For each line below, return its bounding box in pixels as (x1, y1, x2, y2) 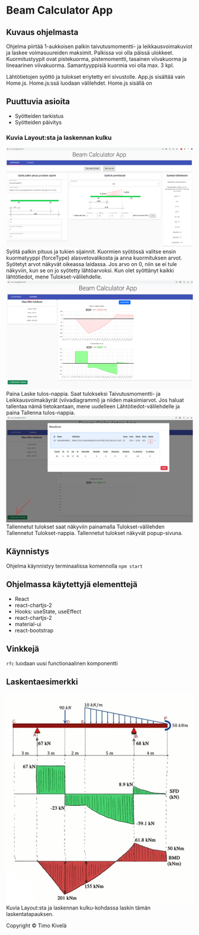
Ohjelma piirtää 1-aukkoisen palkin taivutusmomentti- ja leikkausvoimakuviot (6, 43, 192, 50)
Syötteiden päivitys (14, 119, 62, 126)
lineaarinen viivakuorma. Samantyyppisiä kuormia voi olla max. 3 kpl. (6, 62, 175, 69)
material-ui (14, 620, 41, 627)
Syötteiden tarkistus (14, 112, 64, 119)
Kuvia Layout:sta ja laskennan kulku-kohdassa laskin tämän (6, 904, 151, 911)
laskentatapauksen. (6, 911, 54, 918)
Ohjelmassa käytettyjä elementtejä (6, 579, 138, 590)
